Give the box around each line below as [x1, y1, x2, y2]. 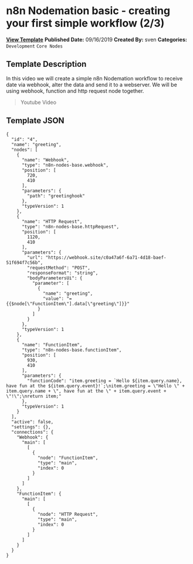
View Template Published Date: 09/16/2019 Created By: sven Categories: [6, 36, 188, 43]
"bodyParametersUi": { [27, 275, 83, 281]
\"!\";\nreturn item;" [6, 393, 62, 399]
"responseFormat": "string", [27, 270, 99, 276]
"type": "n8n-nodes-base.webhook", [21, 162, 109, 168]
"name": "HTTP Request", [21, 218, 83, 224]
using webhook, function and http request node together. [6, 87, 144, 94]
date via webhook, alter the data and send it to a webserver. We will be [6, 81, 177, 88]
